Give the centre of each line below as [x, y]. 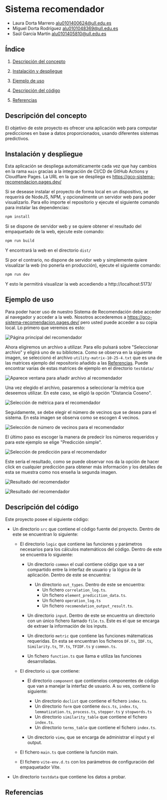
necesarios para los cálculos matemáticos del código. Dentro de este [91, 549]
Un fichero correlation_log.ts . [74, 590]
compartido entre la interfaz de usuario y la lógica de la [84, 569]
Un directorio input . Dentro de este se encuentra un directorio [91, 615]
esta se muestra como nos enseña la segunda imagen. [61, 472]
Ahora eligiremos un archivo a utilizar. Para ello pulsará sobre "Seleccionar [82, 347]
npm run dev [17, 275]
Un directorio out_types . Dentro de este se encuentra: [90, 584]
